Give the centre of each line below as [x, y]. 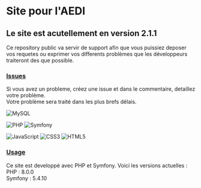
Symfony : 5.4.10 [27, 178]
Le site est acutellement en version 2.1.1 [82, 33]
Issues [16, 76]
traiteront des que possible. [40, 60]
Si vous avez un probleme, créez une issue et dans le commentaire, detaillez [101, 89]
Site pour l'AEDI [46, 11]
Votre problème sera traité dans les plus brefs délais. [71, 102]
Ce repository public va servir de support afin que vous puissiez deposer [97, 47]
